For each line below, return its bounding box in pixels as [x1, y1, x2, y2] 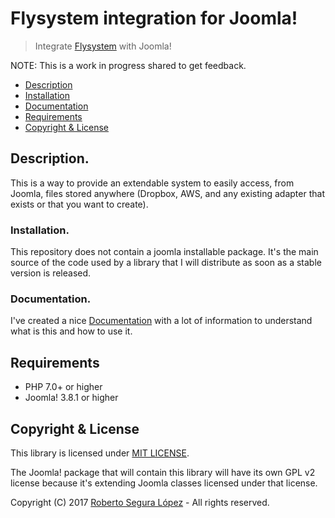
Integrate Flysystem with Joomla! [34, 40, 172, 52]
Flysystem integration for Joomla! [10, 7, 298, 30]
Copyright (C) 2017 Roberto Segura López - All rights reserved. [10, 496, 270, 508]
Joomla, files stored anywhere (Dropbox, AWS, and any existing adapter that [10, 187, 325, 199]
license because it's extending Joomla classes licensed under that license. [10, 477, 318, 489]
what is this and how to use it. [10, 325, 133, 337]
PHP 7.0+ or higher [24, 381, 103, 393]
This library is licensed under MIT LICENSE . [10, 447, 190, 459]
